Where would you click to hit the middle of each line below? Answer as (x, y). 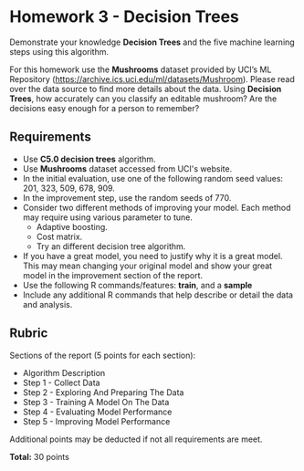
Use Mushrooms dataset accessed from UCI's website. (127, 168)
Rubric (29, 334)
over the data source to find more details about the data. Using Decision (146, 89)
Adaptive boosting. (72, 226)
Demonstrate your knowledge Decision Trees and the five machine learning (152, 42)
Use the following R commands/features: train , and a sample (137, 285)
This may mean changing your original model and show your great (147, 266)
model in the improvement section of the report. (113, 275)
